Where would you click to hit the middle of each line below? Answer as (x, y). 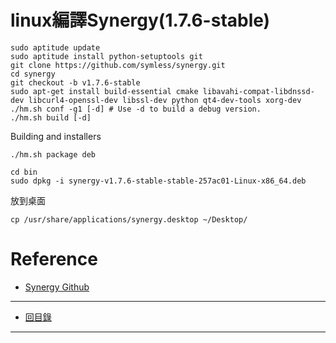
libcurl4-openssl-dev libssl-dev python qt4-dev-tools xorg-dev (165, 100)
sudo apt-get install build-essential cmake (104, 91)
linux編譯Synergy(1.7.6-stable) (140, 20)
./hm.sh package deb (53, 154)
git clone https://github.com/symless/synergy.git (118, 65)
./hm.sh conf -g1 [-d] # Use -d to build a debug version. (136, 109)
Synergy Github (57, 287)
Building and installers (56, 136)
